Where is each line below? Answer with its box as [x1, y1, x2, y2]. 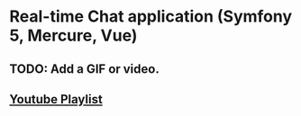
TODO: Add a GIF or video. [9, 61, 160, 76]
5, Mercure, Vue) [9, 25, 138, 46]
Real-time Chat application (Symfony [9, 6, 293, 27]
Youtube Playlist [9, 92, 104, 107]
